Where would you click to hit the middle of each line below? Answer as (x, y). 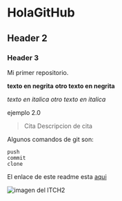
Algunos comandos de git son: (51, 139)
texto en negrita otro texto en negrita (61, 86)
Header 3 (23, 58)
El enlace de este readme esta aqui (57, 176)
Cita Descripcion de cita (58, 126)
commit (17, 158)
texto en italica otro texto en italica (57, 99)
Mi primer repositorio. (38, 72)
